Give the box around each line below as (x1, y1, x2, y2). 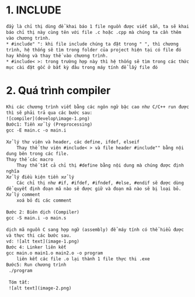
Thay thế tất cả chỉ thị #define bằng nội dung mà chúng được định (16, 162, 184, 168)
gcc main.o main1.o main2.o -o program (6, 250, 103, 256)
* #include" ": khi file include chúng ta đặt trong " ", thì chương (6, 41, 179, 47)
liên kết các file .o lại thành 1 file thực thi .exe (16, 255, 150, 262)
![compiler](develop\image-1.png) (6, 115, 90, 122)
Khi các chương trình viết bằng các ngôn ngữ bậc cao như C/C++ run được (6, 103, 190, 110)
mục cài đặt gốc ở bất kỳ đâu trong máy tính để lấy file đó (6, 64, 158, 70)
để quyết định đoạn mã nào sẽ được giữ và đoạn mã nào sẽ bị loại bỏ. (6, 185, 182, 192)
